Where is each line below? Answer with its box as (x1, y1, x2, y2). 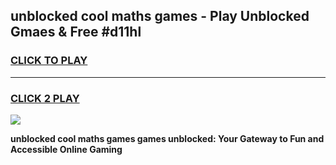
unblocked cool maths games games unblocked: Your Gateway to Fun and (10, 132, 325, 144)
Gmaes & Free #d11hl (10, 24, 142, 41)
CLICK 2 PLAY (10, 91, 80, 105)
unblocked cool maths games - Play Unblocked (10, 8, 310, 25)
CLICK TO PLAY (10, 54, 88, 68)
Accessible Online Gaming (10, 143, 123, 155)
